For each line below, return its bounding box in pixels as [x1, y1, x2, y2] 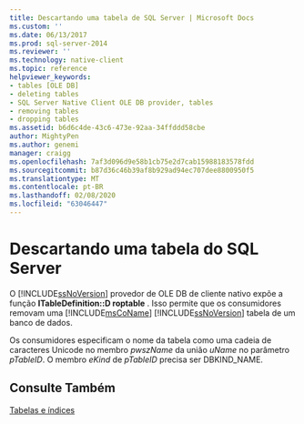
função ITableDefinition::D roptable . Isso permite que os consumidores [9, 298, 282, 308]
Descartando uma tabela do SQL [9, 238, 259, 259]
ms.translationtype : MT [9, 174, 100, 183]
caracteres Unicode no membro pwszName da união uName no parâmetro [9, 344, 289, 355]
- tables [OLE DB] [9, 81, 79, 90]
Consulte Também [9, 380, 117, 396]
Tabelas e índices [9, 404, 76, 415]
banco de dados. [9, 317, 73, 328]
